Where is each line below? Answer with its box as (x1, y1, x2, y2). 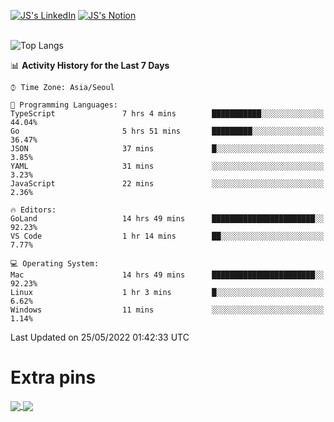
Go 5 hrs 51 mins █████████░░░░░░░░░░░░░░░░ (10, 126, 325, 136)
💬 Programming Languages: (10, 100, 118, 110)
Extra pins (10, 366, 97, 389)
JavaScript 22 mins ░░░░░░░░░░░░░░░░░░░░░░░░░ (10, 179, 325, 189)
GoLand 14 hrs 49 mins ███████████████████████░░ (10, 214, 325, 224)
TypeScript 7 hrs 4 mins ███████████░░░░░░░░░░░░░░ (10, 109, 325, 119)
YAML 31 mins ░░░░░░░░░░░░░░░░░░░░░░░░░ (10, 161, 325, 171)
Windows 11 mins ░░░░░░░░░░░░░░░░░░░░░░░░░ (10, 305, 325, 315)
